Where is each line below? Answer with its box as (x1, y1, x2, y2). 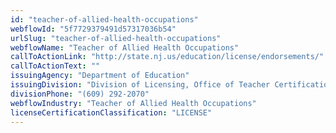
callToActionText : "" (10, 61, 101, 71)
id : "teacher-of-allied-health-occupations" (10, 14, 199, 25)
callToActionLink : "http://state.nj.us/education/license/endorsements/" (10, 52, 325, 62)
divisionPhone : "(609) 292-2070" (10, 89, 150, 99)
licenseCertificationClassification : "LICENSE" (10, 107, 213, 118)
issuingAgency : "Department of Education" (10, 71, 190, 81)
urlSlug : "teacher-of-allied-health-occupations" (10, 33, 222, 43)
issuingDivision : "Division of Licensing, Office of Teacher (10, 80, 271, 90)
